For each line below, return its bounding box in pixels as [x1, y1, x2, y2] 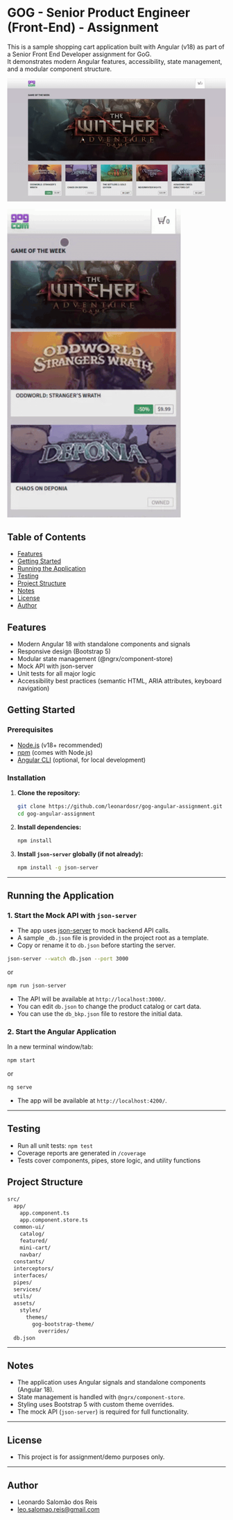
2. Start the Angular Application [7, 1026, 116, 1036]
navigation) [17, 684, 50, 692]
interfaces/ [13, 1272, 49, 1279]
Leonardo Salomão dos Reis [17, 1498, 98, 1506]
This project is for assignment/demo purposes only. [17, 1453, 165, 1461]
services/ [13, 1286, 42, 1293]
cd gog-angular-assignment [17, 810, 96, 817]
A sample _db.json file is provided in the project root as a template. [17, 934, 209, 942]
